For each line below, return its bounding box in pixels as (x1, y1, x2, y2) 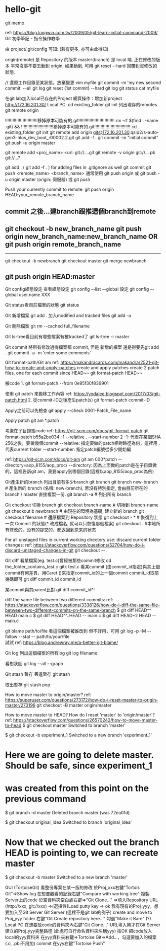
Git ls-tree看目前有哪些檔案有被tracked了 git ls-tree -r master (5, 333, 129, 339)
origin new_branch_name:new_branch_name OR (5, 232, 158, 240)
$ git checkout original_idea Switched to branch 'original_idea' (5, 819, 132, 825)
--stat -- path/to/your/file (18, 634, 70, 639)
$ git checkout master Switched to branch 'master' (22, 722, 126, 728)
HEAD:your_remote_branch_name (5, 191, 74, 197)
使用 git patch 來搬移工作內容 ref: (5, 391, 73, 396)
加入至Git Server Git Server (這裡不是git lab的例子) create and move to (9, 909, 152, 915)
